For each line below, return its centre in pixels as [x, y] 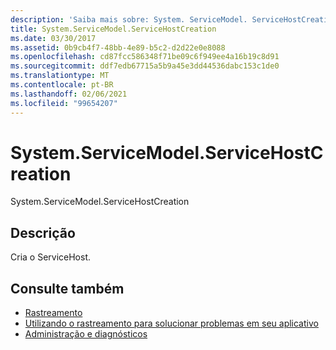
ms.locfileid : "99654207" [64, 103]
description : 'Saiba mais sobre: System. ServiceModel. [129, 19]
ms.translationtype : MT [60, 76]
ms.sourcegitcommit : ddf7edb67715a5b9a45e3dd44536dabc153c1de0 [145, 66]
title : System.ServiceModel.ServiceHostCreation [113, 29]
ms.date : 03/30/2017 [53, 38]
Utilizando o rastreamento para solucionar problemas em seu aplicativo [171, 323]
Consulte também [67, 288]
